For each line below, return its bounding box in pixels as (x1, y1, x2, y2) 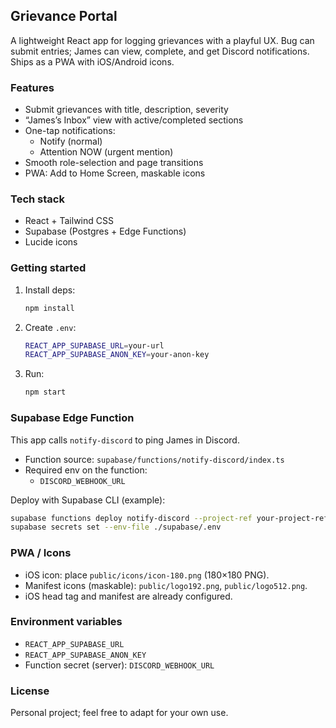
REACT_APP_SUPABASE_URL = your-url (24, 340, 165, 351)
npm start (24, 387, 67, 398)
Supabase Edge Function (10, 411, 135, 425)
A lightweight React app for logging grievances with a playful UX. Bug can (10, 34, 315, 46)
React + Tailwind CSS (24, 215, 114, 227)
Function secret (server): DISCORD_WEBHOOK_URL (24, 659, 215, 671)
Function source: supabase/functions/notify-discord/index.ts (24, 453, 285, 465)
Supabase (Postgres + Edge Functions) (24, 225, 187, 238)
